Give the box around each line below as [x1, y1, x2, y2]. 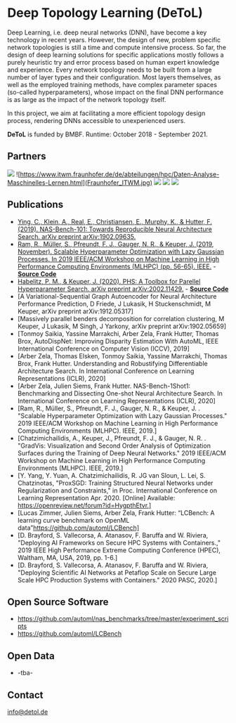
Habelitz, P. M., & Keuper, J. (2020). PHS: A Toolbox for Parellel [17, 277, 201, 285]
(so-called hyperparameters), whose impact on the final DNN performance [7, 88, 223, 96]
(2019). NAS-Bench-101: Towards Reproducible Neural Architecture [17, 225, 212, 233]
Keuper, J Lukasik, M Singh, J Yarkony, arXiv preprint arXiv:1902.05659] [17, 322, 227, 330]
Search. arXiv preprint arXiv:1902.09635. [17, 232, 136, 240]
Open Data [7, 650, 55, 662]
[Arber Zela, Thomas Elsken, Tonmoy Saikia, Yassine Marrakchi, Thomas [17, 351, 228, 360]
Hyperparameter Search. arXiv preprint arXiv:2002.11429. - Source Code [17, 285, 229, 293]
